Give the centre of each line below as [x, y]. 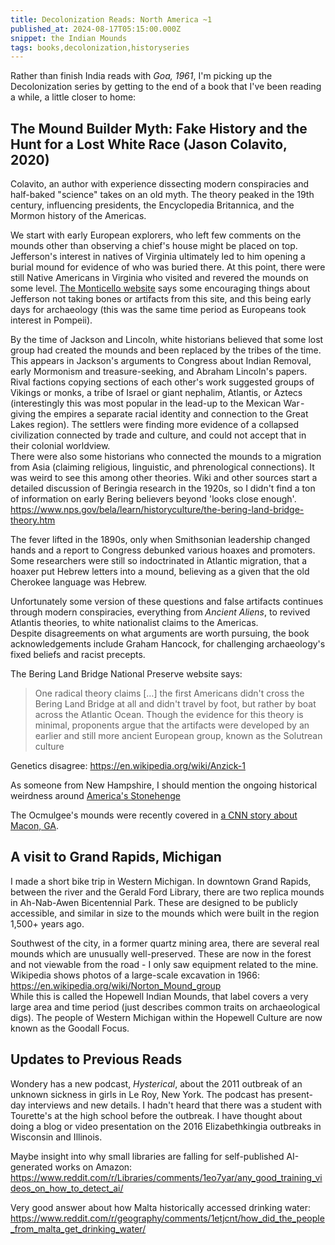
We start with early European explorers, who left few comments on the [156, 235]
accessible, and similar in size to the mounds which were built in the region [165, 913]
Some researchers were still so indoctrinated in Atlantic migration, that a [159, 561]
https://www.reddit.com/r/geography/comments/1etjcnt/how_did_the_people [167, 1218]
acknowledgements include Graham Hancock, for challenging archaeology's [168, 644]
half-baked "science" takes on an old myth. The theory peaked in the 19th [162, 195]
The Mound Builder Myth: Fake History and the [159, 128]
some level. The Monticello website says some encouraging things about [160, 288]
